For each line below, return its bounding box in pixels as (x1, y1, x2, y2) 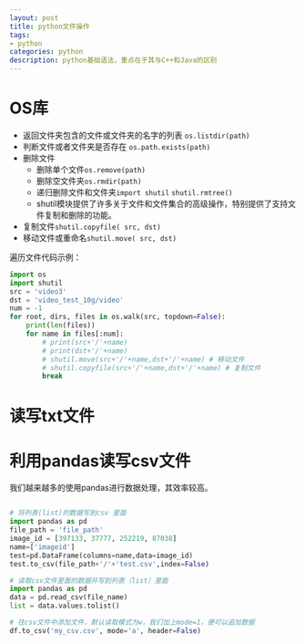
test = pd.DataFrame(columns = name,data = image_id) (9, 551, 194, 560)
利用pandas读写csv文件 (9, 451, 191, 471)
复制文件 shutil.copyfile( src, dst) (22, 221, 161, 232)
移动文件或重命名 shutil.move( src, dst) (22, 232, 178, 243)
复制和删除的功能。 (44, 209, 117, 220)
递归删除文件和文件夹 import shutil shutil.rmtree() (36, 186, 233, 197)
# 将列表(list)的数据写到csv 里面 (9, 508, 127, 518)
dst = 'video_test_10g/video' (9, 296, 125, 305)
